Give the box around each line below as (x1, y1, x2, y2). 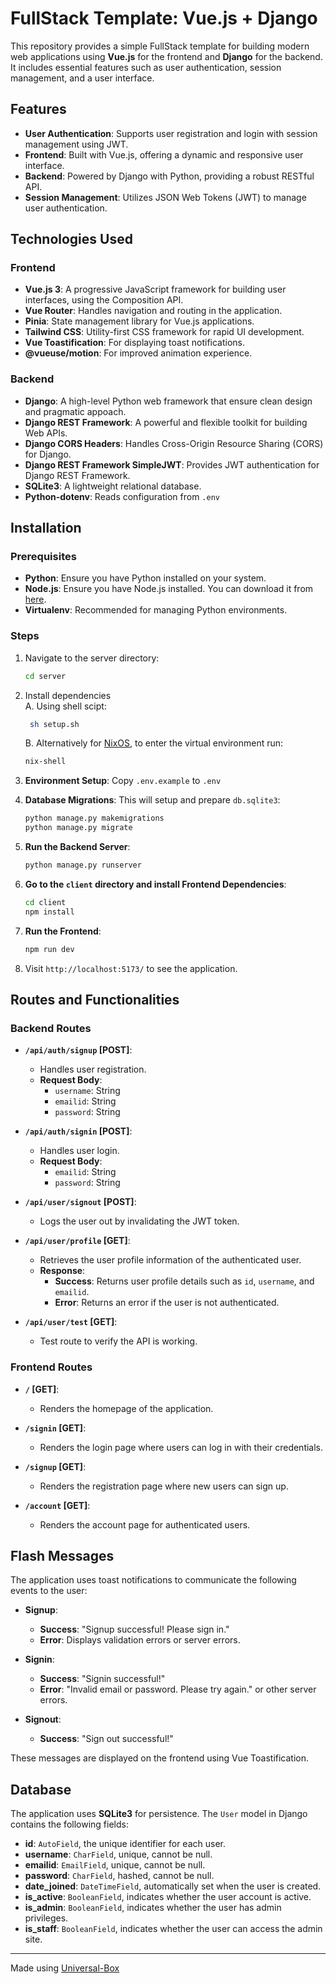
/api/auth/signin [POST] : (24, 1125, 133, 1137)
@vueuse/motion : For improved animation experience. (24, 347, 253, 359)
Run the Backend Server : (24, 841, 131, 853)
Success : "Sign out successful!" (39, 1733, 174, 1745)
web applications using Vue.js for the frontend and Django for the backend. (10, 50, 323, 62)
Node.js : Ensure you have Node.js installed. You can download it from (24, 583, 314, 595)
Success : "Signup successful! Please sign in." (39, 1623, 230, 1636)
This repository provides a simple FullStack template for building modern (10, 40, 310, 52)
